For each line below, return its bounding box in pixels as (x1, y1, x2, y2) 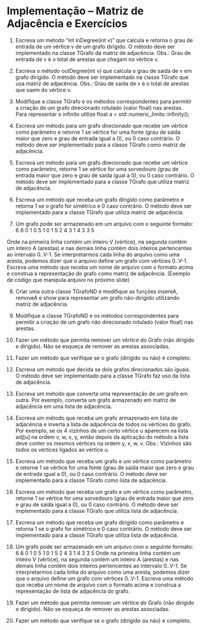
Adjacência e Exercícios (7, 17, 127, 30)
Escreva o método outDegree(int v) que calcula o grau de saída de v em (15, 67, 192, 74)
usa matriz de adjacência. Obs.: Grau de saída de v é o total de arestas (15, 79, 189, 87)
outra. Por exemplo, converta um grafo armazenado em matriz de (15, 396, 176, 404)
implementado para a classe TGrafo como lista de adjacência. (15, 477, 167, 484)
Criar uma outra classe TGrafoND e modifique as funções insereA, (15, 288, 178, 295)
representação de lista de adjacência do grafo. (15, 587, 130, 595)
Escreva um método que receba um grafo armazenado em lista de (15, 414, 178, 422)
